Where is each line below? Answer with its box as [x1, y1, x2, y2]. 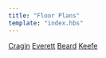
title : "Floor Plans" [8, 11, 80, 20]
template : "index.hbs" [8, 19, 84, 27]
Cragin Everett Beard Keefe [8, 41, 98, 50]
